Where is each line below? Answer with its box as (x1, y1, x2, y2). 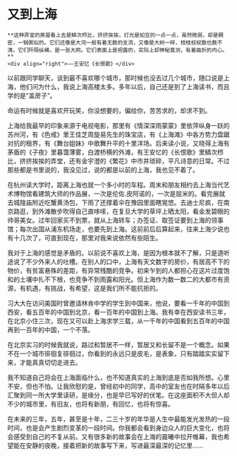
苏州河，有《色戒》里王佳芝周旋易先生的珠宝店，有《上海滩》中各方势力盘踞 (7, 130, 230, 139)
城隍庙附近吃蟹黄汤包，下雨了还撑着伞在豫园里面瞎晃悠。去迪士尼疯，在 (13, 198, 224, 206)
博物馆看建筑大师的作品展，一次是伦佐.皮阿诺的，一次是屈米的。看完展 (13, 189, 220, 198)
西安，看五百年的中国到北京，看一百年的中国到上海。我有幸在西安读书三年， (7, 308, 230, 316)
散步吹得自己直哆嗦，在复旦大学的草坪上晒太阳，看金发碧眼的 (50, 206, 230, 216)
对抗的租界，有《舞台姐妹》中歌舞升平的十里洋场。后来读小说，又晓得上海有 (7, 139, 230, 147)
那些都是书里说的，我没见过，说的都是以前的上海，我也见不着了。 (7, 165, 199, 174)
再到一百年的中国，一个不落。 (7, 325, 94, 334)
